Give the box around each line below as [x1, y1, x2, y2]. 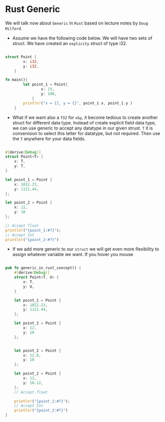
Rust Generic [5, 3, 60, 15]
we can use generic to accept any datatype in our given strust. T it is [12, 125, 153, 131]
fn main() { [5, 77, 28, 82]
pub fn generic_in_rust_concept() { [5, 265, 81, 270]
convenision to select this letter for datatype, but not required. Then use [12, 130, 161, 136]
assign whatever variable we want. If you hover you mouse [12, 251, 134, 257]
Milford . [5, 25, 22, 31]
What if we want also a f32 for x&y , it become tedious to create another [12, 114, 158, 120]
